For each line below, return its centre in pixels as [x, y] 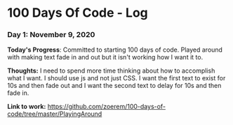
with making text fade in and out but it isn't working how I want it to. [105, 57]
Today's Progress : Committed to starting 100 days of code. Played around [115, 50]
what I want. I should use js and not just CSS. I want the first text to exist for [116, 78]
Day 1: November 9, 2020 [51, 35]
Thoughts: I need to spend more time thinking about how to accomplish [111, 71]
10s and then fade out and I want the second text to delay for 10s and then [114, 86]
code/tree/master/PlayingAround [55, 114]
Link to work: [27, 107]
